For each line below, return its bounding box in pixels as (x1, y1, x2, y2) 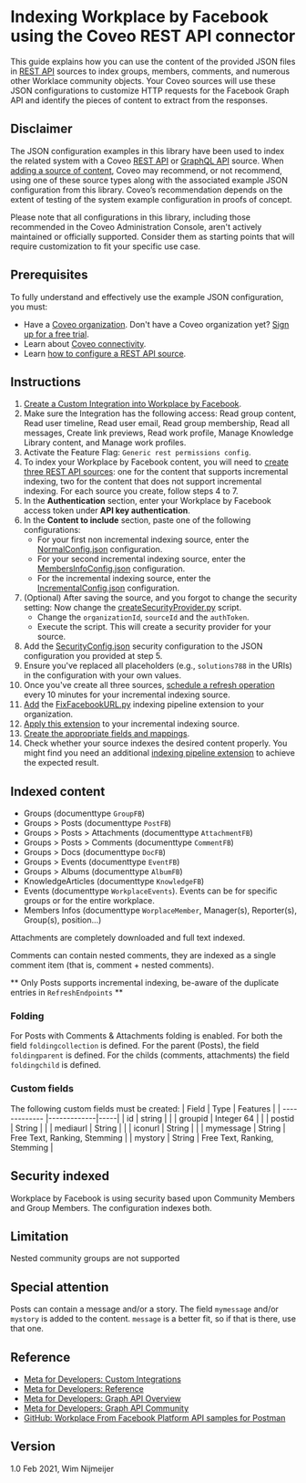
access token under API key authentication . (23, 505, 190, 517)
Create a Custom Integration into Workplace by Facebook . (23, 399, 242, 410)
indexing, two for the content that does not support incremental (23, 476, 262, 487)
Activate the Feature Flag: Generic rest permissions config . (23, 447, 251, 458)
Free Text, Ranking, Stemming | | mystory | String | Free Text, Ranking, (10, 1132, 274, 1143)
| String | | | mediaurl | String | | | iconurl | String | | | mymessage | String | (10, 1123, 286, 1133)
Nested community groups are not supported (10, 1253, 180, 1264)
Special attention (10, 1279, 109, 1295)
